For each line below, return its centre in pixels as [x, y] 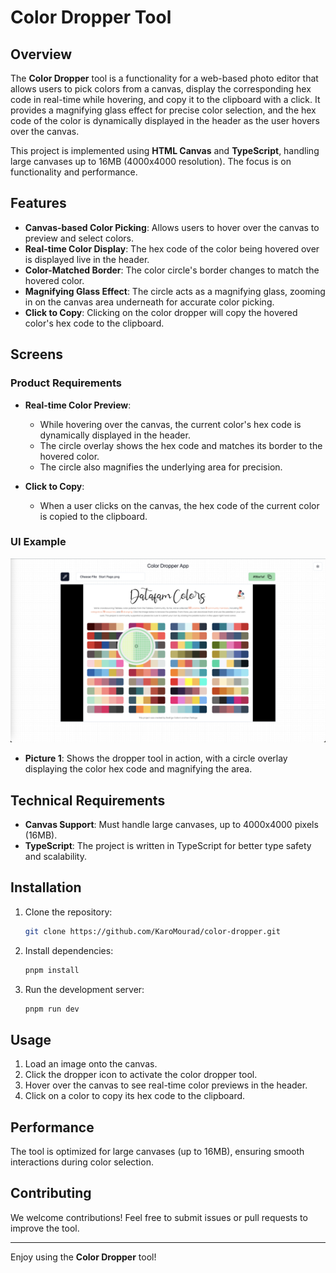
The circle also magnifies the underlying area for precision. [161, 467]
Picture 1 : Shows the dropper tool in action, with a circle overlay [156, 758]
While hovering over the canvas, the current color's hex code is [170, 424]
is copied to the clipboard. [93, 516]
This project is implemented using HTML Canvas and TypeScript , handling [165, 150]
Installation [46, 887]
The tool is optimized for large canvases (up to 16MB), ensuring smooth [157, 1151]
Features [38, 203]
